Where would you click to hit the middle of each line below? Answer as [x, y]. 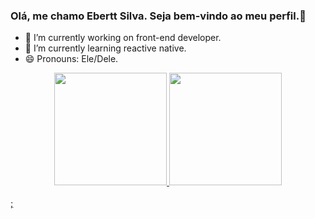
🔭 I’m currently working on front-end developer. [123, 38]
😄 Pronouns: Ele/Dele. [71, 59]
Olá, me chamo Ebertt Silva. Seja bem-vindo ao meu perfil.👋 [158, 16]
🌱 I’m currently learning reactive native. [105, 48]
